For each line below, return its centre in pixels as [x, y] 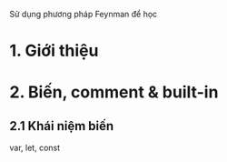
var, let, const [35, 148]
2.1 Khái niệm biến [62, 126]
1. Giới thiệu [54, 51]
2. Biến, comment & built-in [114, 92]
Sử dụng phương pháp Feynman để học [84, 14]
